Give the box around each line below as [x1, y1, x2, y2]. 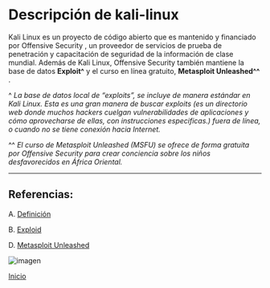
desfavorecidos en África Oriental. [8, 156, 123, 166]
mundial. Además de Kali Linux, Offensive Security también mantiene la [8, 58, 245, 67]
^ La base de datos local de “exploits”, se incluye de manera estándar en [8, 90, 251, 99]
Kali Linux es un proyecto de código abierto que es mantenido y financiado [8, 32, 256, 42]
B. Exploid [8, 225, 42, 234]
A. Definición [8, 209, 51, 218]
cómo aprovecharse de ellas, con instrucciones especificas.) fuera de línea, [8, 116, 261, 125]
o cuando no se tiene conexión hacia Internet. [8, 124, 161, 134]
